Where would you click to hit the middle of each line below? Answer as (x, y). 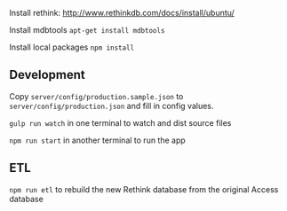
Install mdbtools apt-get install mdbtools (87, 30)
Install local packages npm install (72, 47)
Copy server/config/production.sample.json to (96, 96)
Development (48, 75)
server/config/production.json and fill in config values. (112, 105)
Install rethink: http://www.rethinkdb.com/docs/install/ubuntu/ (122, 13)
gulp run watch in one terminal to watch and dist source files (120, 122)
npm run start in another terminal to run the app (98, 140)
